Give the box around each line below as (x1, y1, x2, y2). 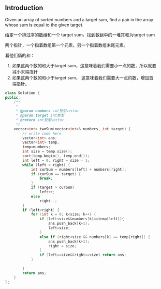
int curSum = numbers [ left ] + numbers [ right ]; (30, 167, 127, 172)
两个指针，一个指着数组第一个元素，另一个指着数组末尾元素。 (5, 42, 128, 48)
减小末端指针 (12, 69, 38, 75)
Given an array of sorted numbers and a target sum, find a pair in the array (5, 16, 154, 22)
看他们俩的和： (5, 52, 35, 58)
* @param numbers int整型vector (15, 108, 80, 113)
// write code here (22, 131, 62, 136)
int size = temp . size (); (22, 149, 73, 154)
